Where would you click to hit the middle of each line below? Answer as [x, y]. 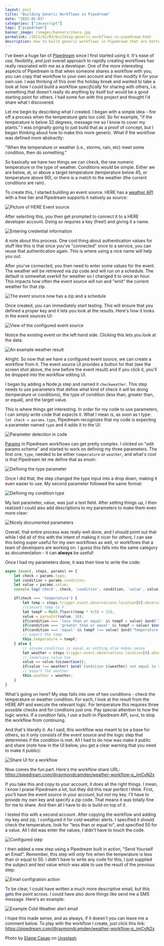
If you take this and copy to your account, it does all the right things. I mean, [82, 784]
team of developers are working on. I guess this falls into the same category [82, 547]
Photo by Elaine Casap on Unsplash [41, 938]
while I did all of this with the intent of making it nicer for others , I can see [79, 537]
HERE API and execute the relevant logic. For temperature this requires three [82, 704]
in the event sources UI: [29, 316]
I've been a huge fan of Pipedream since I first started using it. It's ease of [80, 55]
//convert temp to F [43, 607]
